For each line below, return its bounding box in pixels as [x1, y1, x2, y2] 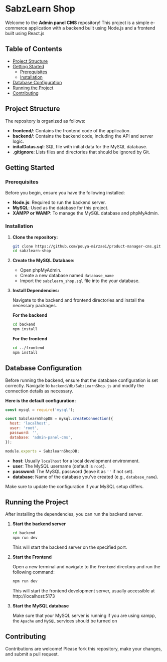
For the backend [12, 312, 48, 318]
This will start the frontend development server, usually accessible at [12, 588, 155, 594]
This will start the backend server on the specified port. [12, 544, 127, 550]
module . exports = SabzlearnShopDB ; [5, 449, 80, 454]
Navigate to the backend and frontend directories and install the [12, 297, 145, 303]
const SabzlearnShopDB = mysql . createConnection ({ [5, 416, 113, 421]
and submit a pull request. [5, 651, 59, 657]
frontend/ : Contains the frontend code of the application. [12, 127, 131, 133]
